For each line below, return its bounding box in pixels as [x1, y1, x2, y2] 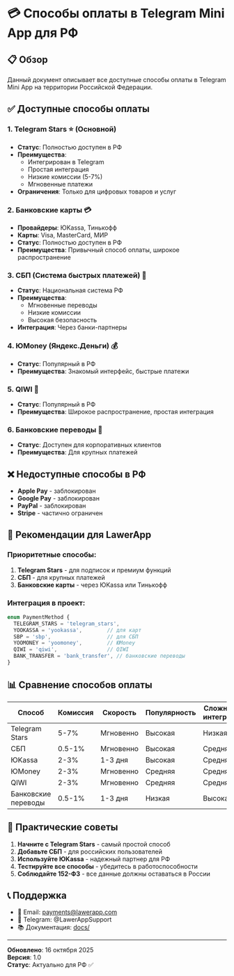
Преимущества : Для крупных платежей [17, 448, 138, 457]
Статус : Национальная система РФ [17, 286, 123, 294]
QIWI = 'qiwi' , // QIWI [13, 646, 130, 653]
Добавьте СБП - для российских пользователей [17, 847, 162, 856]
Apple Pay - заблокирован [17, 487, 96, 495]
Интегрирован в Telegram [27, 157, 104, 166]
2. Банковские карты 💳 [7, 205, 92, 214]
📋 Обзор [7, 54, 49, 65]
